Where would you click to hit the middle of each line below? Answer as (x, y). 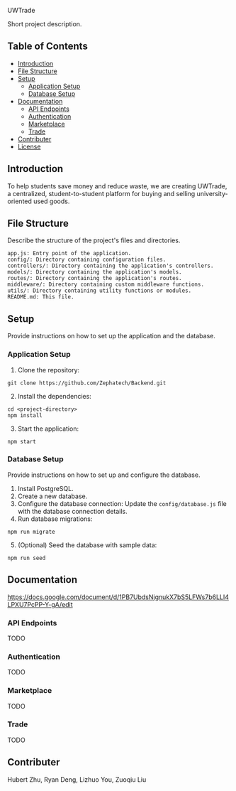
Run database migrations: (55, 519)
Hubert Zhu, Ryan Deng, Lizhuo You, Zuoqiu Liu (77, 779)
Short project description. (45, 24)
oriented (19, 201)
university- (212, 193)
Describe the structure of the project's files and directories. (94, 240)
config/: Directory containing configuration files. (87, 260)
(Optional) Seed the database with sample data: (87, 545)
